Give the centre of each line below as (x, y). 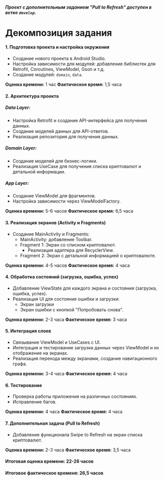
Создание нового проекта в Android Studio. (59, 58)
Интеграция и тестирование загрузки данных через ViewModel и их (86, 348)
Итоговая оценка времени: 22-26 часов (49, 461)
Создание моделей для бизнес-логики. (55, 161)
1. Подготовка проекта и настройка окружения (57, 47)
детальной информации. (39, 172)
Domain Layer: (21, 148)
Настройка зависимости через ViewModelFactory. (67, 201)
